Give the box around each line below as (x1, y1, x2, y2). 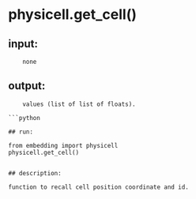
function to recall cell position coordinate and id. (8, 183, 190, 191)
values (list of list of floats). (22, 100, 136, 108)
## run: (8, 128, 34, 136)
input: (8, 37, 38, 51)
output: (8, 79, 46, 92)
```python (8, 114, 41, 122)
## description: (8, 169, 62, 177)
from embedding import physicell (8, 141, 119, 149)
